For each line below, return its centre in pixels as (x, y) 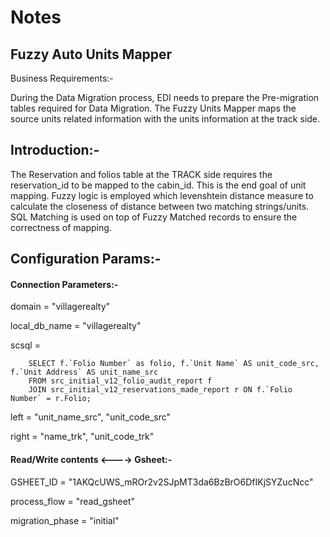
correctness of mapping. (61, 227)
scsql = (25, 345)
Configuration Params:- (86, 259)
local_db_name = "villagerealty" (76, 326)
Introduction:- (55, 150)
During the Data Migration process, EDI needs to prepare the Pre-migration (165, 97)
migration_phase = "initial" (65, 520)
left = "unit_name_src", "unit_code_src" (91, 417)
